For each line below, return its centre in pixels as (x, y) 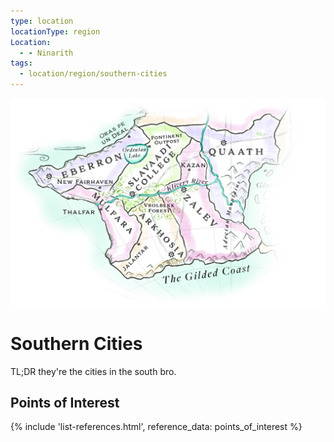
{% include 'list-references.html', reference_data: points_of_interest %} (156, 427)
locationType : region (55, 31)
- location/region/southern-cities (93, 74)
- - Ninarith (46, 53)
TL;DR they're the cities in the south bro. (93, 371)
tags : (21, 63)
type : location (42, 21)
